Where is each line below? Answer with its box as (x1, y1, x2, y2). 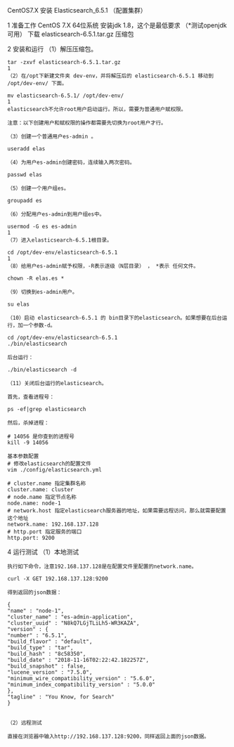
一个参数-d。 (22, 322, 56, 329)
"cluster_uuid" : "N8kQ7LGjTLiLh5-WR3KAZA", (7, 620, 140, 627)
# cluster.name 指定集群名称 (7, 480, 86, 487)
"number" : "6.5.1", (7, 632, 68, 639)
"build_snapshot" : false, (7, 663, 86, 670)
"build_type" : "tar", (7, 644, 74, 651)
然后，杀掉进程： (7, 420, 50, 427)
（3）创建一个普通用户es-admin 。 (7, 133, 97, 140)
